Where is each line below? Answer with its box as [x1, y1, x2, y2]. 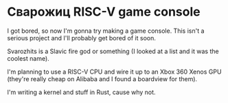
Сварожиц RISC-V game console [7, 4, 201, 20]
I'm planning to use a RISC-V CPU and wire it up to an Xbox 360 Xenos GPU [7, 68, 222, 76]
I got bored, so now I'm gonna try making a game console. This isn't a [7, 27, 205, 35]
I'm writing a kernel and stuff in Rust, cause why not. [7, 88, 156, 96]
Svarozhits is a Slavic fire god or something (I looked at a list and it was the [7, 47, 219, 55]
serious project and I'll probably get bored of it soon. [7, 33, 157, 42]
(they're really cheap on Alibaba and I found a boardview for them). [7, 74, 198, 83]
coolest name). [7, 54, 49, 62]
